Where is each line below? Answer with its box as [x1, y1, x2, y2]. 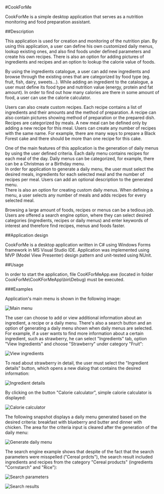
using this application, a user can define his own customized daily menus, [5, 43, 154, 49]
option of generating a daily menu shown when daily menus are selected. [5, 325, 153, 331]
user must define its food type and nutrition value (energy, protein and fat [5, 84, 153, 90]
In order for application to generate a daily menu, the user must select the [5, 166, 154, 172]
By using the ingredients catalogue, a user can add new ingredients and [5, 68, 150, 74]
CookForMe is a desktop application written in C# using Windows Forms [5, 242, 151, 248]
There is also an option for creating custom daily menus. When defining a [5, 187, 153, 193]
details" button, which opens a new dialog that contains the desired [5, 365, 141, 371]
